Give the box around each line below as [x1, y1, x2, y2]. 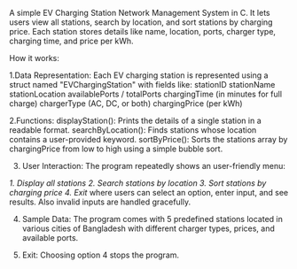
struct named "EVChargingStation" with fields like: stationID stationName [9, 80, 276, 89]
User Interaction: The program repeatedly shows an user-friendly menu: [21, 161, 285, 171]
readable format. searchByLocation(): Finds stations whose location [9, 125, 257, 135]
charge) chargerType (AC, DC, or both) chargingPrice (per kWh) [9, 98, 243, 109]
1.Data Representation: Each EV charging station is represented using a [9, 70, 269, 81]
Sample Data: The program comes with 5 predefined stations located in [21, 214, 284, 224]
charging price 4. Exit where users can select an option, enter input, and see [9, 188, 289, 197]
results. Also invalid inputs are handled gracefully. [9, 196, 191, 207]
